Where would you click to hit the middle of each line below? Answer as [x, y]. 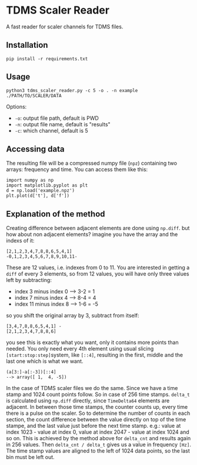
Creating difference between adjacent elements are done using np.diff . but [98, 228]
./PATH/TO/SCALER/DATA [34, 96]
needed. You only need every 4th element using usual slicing [80, 349]
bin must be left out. [30, 457]
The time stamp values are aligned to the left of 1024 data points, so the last [98, 451]
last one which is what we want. [45, 361]
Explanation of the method [56, 214]
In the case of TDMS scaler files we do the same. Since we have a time [92, 388]
